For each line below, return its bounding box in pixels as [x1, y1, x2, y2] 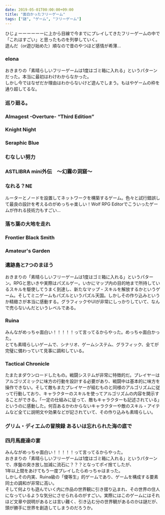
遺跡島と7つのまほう [5, 262, 54, 269]
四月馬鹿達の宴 [5, 437, 41, 444]
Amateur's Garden [5, 247, 50, 254]
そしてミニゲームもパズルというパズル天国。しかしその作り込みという [18, 292, 160, 298]
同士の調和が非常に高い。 [5, 480, 57, 486]
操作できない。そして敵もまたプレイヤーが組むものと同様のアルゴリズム [5, 385, 152, 391]
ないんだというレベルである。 [18, 305, 79, 311]
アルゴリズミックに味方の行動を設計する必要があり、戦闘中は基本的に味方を [5, 378, 161, 384]
